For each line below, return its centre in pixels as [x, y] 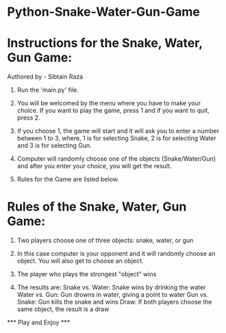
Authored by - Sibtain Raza [45, 77]
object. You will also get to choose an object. [80, 261]
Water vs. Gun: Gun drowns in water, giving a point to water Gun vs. [113, 295]
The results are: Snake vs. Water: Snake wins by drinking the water [111, 287]
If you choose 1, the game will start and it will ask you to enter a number [118, 131]
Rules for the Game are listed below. [68, 179]
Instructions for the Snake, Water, [105, 43]
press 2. [28, 118]
